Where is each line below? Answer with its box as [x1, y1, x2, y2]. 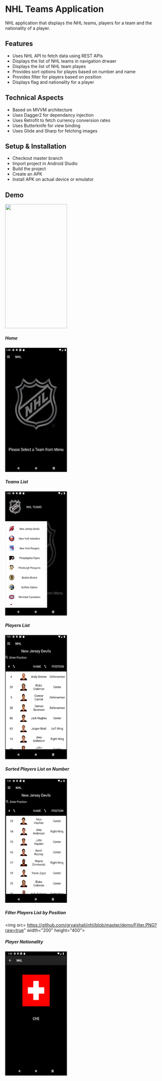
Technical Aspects [5, 93, 64, 102]
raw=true [5, 927, 24, 934]
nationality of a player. [5, 25, 50, 31]
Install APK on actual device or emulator [12, 176, 94, 182]
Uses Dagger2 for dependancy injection [12, 112, 94, 118]
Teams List [5, 478, 28, 484]
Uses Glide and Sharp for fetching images [12, 128, 98, 134]
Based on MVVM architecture [12, 107, 73, 113]
